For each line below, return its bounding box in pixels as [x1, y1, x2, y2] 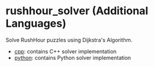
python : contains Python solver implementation [14, 54, 131, 61]
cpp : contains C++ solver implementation [14, 47, 117, 55]
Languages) [5, 17, 67, 30]
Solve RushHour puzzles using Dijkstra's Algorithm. [5, 36, 132, 43]
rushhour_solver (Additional [5, 4, 149, 18]
